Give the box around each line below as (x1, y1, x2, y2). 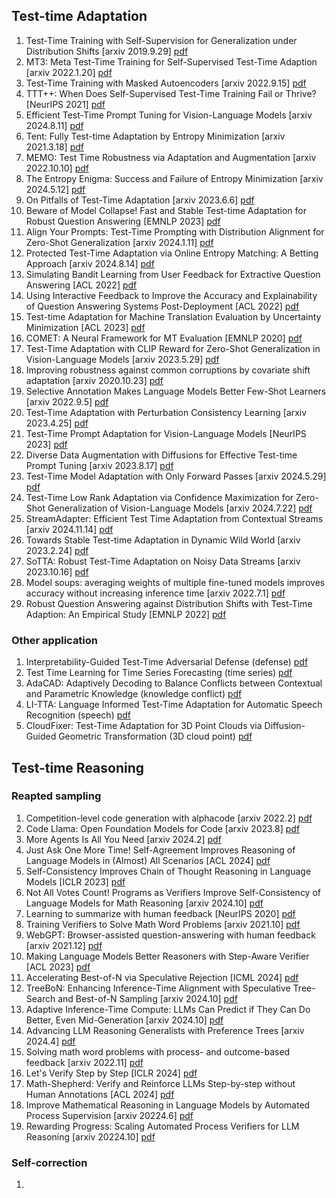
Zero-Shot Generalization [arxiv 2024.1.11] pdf (25, 236, 214, 248)
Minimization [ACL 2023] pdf (25, 321, 146, 333)
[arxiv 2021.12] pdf (25, 939, 103, 951)
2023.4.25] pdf (25, 417, 89, 429)
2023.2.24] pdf (25, 544, 89, 556)
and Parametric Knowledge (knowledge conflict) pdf (25, 688, 243, 700)
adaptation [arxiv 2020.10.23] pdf (25, 374, 164, 386)
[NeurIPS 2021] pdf (25, 98, 106, 110)
